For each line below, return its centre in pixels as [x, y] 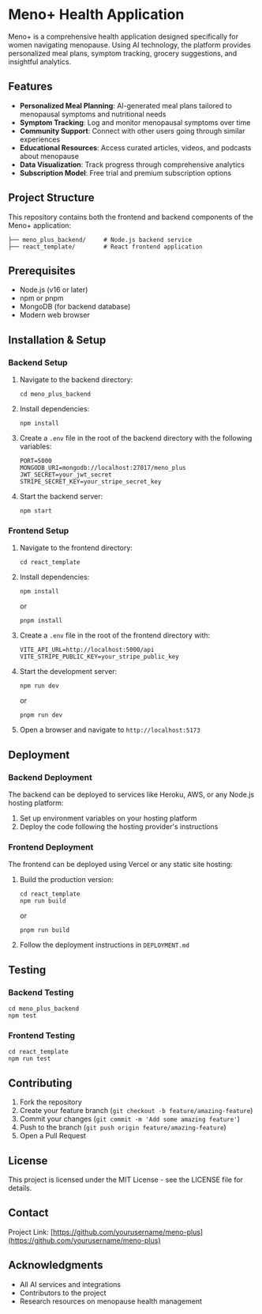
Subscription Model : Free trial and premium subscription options [125, 172]
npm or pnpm [42, 298]
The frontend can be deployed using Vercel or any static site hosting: [120, 865]
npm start [36, 511]
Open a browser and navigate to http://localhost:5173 [110, 730]
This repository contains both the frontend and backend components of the [131, 217]
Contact [28, 1213]
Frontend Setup [39, 530]
